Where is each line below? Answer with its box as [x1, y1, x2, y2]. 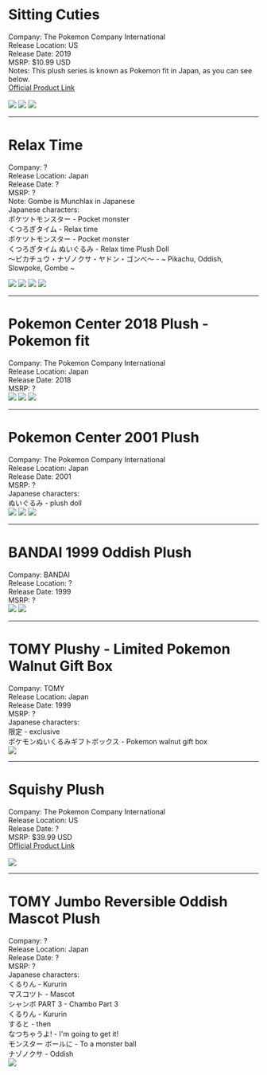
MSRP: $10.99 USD [8, 57, 72, 67]
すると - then [8, 1018, 52, 1029]
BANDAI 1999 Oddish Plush [8, 543, 192, 561]
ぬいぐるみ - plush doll [8, 498, 82, 508]
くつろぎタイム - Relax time [8, 224, 99, 233]
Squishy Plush [8, 780, 105, 798]
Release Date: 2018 [8, 375, 72, 384]
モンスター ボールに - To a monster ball [8, 1038, 137, 1049]
